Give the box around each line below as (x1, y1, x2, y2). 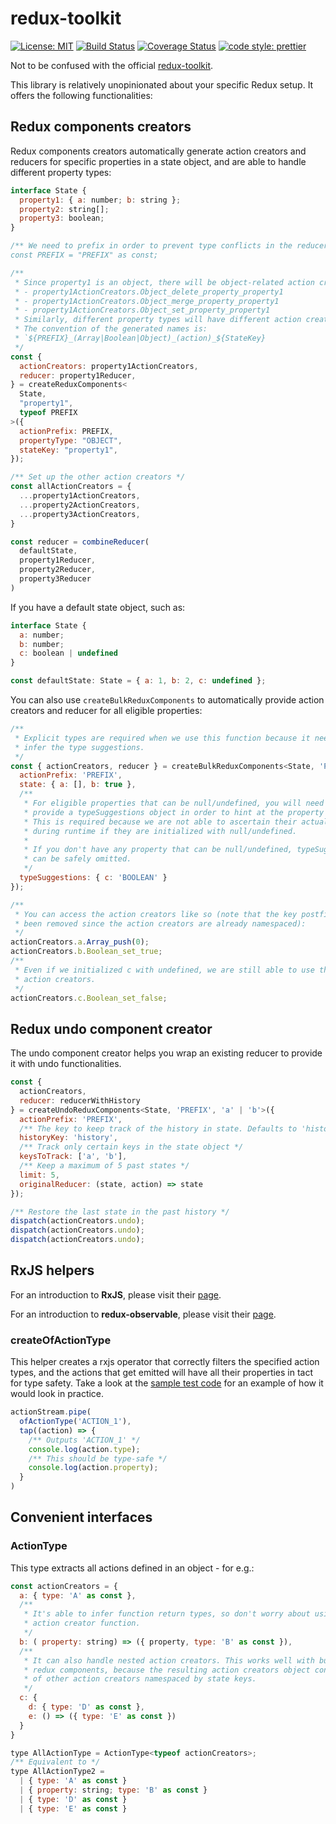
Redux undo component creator (10, 1020, 213, 1037)
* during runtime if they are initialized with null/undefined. (23, 826, 298, 836)
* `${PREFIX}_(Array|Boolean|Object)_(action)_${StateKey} (14, 333, 267, 343)
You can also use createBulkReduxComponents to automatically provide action (10, 694, 325, 706)
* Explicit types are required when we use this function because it (14, 733, 311, 743)
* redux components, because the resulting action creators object (23, 1665, 311, 1675)
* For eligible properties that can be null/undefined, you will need (23, 798, 325, 808)
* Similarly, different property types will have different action (14, 315, 302, 325)
